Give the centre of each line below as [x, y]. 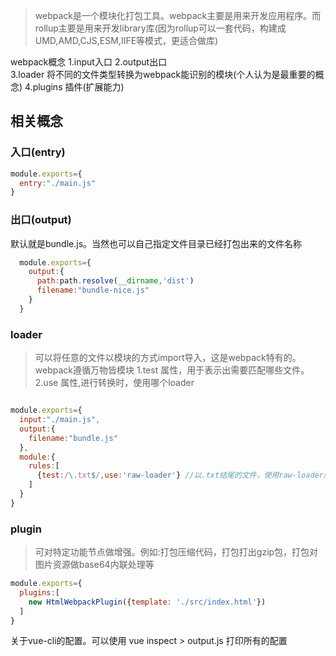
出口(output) [41, 220]
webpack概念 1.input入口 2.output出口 [89, 62]
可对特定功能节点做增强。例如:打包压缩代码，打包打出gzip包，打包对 [176, 552]
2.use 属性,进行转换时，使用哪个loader [114, 383]
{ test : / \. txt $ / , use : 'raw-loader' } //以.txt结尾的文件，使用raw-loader [180, 475]
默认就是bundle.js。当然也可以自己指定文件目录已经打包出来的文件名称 [156, 243]
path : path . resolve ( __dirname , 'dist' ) [115, 281]
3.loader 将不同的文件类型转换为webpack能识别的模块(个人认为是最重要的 [163, 74]
